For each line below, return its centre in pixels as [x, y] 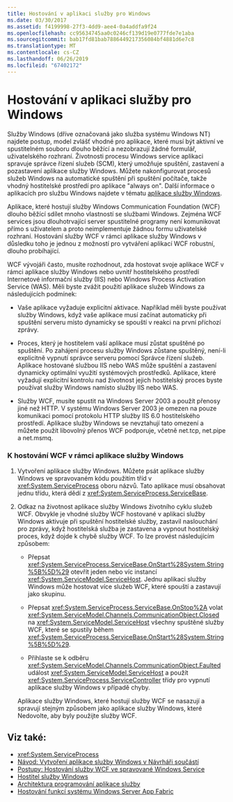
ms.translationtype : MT [42, 46]
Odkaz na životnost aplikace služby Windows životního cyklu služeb [115, 506]
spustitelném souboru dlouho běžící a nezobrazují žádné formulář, [102, 149]
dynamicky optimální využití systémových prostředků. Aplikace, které [116, 372]
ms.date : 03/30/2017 [37, 20]
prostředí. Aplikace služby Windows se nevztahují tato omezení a [110, 423]
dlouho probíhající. [34, 250]
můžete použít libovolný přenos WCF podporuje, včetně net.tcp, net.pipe [121, 430]
